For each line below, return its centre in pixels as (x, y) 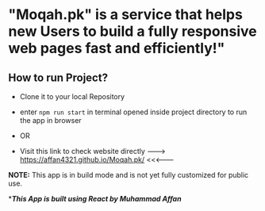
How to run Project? (58, 77)
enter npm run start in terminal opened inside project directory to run (133, 112)
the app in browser (50, 120)
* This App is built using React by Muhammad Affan (95, 199)
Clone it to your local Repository (72, 96)
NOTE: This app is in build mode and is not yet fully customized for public (129, 175)
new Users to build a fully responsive (133, 31)
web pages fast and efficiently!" (117, 48)
